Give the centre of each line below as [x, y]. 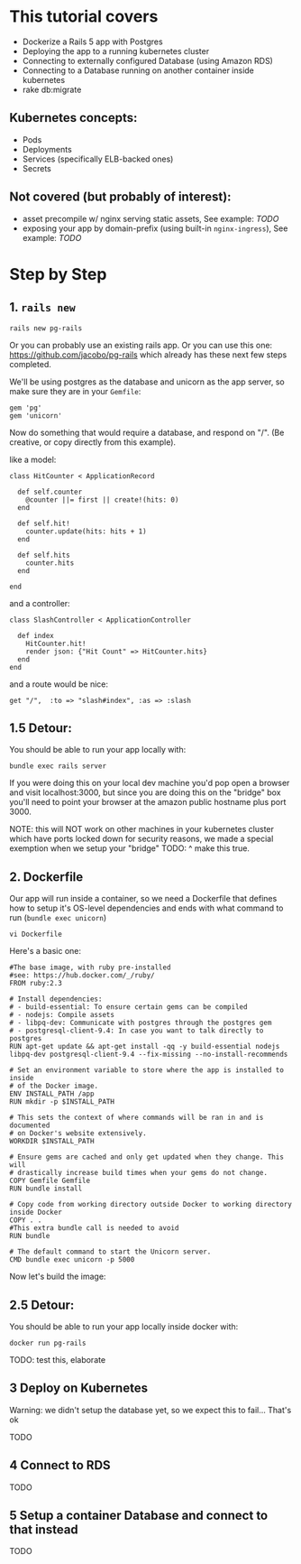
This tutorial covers [84, 17]
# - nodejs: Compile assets [62, 1015]
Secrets [36, 168]
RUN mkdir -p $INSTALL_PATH [62, 1102]
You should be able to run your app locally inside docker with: [124, 1327]
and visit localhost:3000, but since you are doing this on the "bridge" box [145, 792]
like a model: [33, 459]
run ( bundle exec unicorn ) [58, 918]
